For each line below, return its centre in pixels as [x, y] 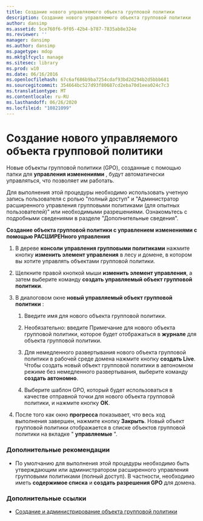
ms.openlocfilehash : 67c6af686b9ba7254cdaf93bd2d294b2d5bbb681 [88, 80]
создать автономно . [51, 378]
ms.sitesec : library [32, 63]
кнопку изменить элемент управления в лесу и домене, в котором [103, 255]
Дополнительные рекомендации [58, 450]
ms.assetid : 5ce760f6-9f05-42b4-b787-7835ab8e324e [72, 29]
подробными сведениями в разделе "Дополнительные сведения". [92, 218]
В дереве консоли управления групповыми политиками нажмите [102, 248]
